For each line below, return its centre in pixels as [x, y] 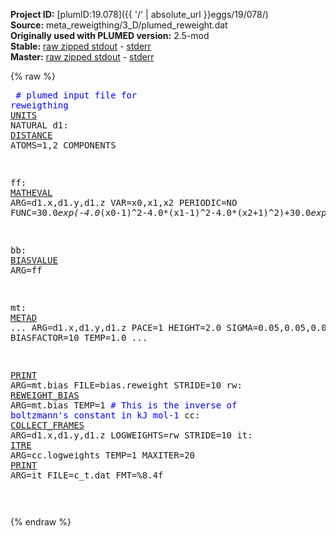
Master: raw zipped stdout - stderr [82, 57]
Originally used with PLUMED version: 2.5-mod [110, 35]
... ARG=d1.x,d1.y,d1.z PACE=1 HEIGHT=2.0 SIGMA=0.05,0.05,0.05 [171, 327]
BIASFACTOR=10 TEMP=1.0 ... [79, 337]
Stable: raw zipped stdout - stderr [81, 46]
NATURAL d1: [39, 125]
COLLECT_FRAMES [47, 425]
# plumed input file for [76, 95]
